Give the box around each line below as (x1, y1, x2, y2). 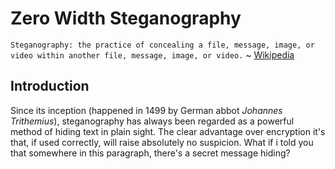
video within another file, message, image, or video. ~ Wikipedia (10, 48, 295, 61)
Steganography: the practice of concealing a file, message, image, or (10, 40, 315, 50)
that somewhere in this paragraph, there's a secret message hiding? (10, 147, 291, 159)
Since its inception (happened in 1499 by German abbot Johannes (10, 104, 283, 116)
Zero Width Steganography (10, 7, 242, 30)
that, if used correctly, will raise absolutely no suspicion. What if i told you (10, 136, 314, 148)
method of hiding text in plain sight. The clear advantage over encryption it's (10, 125, 326, 137)
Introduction (10, 78, 90, 95)
